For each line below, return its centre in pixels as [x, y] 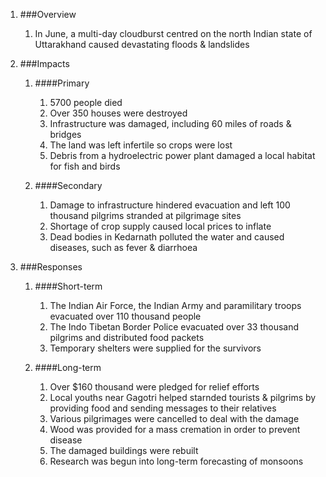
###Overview [48, 14]
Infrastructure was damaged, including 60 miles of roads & [170, 123]
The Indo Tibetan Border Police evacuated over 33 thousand [174, 327]
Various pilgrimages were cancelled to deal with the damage [174, 418]
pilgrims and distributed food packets [127, 337]
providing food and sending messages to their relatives [163, 408]
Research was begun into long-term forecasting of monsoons [176, 461]
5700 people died [86, 102]
